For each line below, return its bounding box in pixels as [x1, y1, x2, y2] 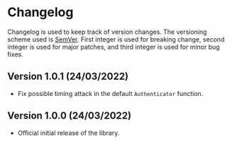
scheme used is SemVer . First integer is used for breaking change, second [7, 35, 225, 43]
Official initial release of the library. [17, 128, 120, 137]
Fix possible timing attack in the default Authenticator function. [17, 89, 204, 97]
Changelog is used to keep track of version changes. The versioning [7, 28, 207, 36]
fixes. [7, 50, 23, 59]
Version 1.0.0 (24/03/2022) [7, 110, 132, 122]
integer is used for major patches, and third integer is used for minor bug [7, 42, 220, 51]
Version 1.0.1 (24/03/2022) [7, 71, 129, 83]
